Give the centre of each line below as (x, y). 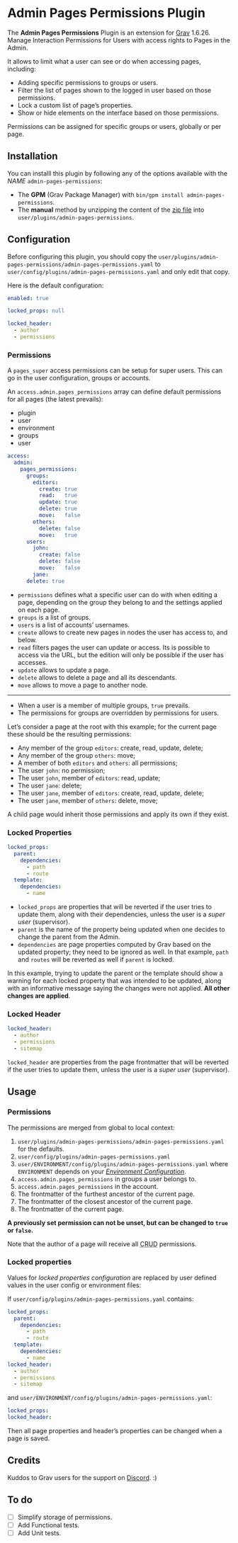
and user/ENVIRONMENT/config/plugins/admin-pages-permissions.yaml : (110, 1398)
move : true (58, 535)
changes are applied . (39, 996)
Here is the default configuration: (56, 285)
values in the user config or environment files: (74, 1285)
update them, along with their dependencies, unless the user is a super (121, 914)
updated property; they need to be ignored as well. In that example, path (123, 952)
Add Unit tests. (39, 1533)
